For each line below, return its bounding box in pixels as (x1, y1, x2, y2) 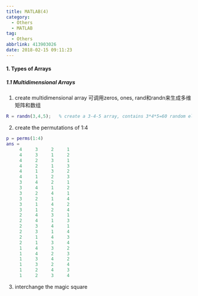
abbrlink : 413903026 (6, 42, 57, 48)
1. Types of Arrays (6, 65, 52, 73)
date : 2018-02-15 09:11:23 (6, 47, 72, 53)
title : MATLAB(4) (6, 8, 49, 15)
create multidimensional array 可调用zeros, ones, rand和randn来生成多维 (14, 94, 192, 101)
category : (6, 14, 31, 20)
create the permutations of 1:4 (14, 124, 88, 131)
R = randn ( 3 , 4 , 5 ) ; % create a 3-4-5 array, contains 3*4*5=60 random (6, 113, 186, 120)
